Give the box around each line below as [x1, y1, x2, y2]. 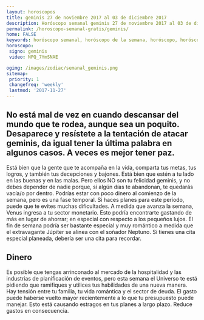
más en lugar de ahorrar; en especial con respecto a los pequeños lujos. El [6, 215, 193, 222]
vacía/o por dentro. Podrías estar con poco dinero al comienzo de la [6, 189, 177, 197]
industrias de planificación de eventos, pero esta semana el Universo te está [6, 275, 197, 282]
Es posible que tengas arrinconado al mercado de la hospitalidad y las [6, 268, 182, 276]
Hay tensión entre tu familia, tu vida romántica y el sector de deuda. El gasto [6, 287, 197, 295]
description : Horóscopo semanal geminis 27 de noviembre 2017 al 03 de [6, 20, 191, 26]
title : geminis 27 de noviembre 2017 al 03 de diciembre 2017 [6, 15, 167, 21]
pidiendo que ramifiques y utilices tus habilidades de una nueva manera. [6, 281, 188, 288]
